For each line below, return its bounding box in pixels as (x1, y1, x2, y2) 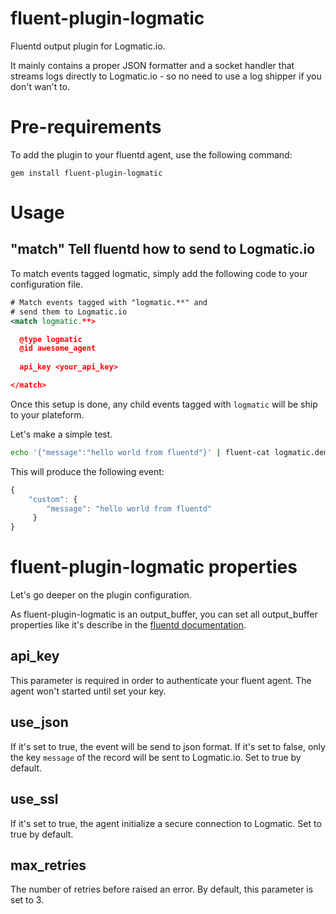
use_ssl (10, 791, 59, 808)
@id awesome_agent (19, 343, 97, 354)
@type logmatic (19, 334, 83, 344)
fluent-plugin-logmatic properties (10, 556, 298, 579)
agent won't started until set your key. (10, 685, 167, 697)
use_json (10, 714, 69, 731)
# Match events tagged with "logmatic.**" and (10, 297, 208, 307)
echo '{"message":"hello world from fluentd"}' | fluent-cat (10, 447, 271, 457)
